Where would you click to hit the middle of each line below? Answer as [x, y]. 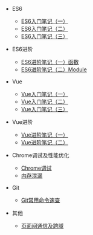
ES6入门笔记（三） [44, 36]
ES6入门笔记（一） [44, 21]
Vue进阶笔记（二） [44, 142]
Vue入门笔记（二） [44, 101]
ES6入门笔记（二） [44, 29]
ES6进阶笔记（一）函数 [50, 62]
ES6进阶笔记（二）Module [54, 69]
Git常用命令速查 [40, 200]
